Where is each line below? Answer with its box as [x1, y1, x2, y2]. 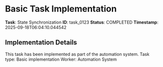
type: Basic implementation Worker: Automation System [5, 56, 117, 62]
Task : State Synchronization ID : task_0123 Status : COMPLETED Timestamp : [5, 19, 159, 25]
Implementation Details [5, 39, 77, 47]
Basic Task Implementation [5, 3, 117, 14]
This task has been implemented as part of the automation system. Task [5, 51, 150, 57]
